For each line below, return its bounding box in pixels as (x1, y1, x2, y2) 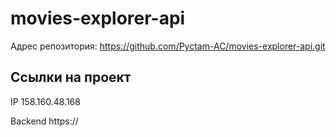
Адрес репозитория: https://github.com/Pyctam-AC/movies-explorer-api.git (10, 40, 326, 52)
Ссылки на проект (10, 69, 132, 86)
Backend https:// (10, 115, 79, 127)
